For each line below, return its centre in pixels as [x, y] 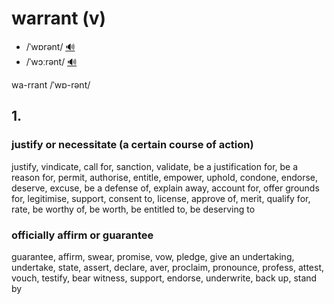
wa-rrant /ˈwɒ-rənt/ [51, 84]
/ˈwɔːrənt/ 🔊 [51, 61]
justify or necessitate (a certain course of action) [132, 145]
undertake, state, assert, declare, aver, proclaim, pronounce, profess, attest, [168, 267]
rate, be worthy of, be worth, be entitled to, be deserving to [133, 209]
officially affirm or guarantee [82, 235]
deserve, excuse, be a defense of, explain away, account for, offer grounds [165, 188]
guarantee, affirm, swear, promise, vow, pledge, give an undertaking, [153, 256]
